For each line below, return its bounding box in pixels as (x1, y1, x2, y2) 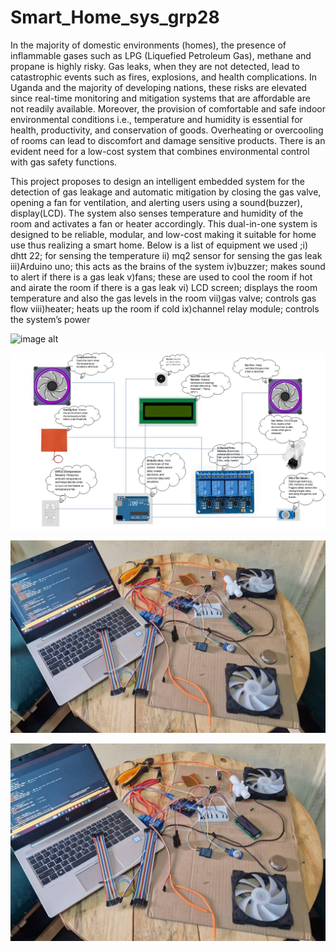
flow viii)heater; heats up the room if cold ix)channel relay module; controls (10, 302, 320, 315)
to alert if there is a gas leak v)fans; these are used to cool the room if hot (10, 271, 313, 283)
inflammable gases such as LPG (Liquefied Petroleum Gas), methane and (10, 49, 312, 61)
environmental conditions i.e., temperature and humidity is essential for (10, 113, 303, 125)
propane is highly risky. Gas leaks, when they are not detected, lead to (10, 60, 301, 72)
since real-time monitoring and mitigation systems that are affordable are (10, 92, 311, 104)
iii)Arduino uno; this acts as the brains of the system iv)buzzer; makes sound (10, 260, 326, 272)
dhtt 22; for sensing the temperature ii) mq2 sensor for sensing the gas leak (10, 249, 323, 261)
